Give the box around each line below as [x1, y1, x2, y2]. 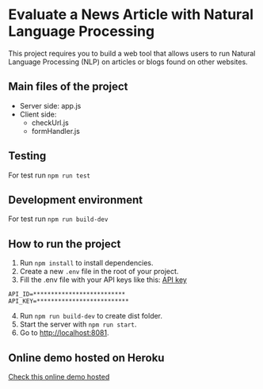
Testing [8, 149, 47, 163]
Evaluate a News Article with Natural [8, 6, 253, 24]
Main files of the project [8, 80, 128, 93]
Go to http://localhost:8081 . [19, 328, 109, 338]
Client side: [19, 109, 57, 119]
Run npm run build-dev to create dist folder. [19, 311, 163, 321]
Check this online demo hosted [8, 372, 110, 381]
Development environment [8, 193, 143, 207]
